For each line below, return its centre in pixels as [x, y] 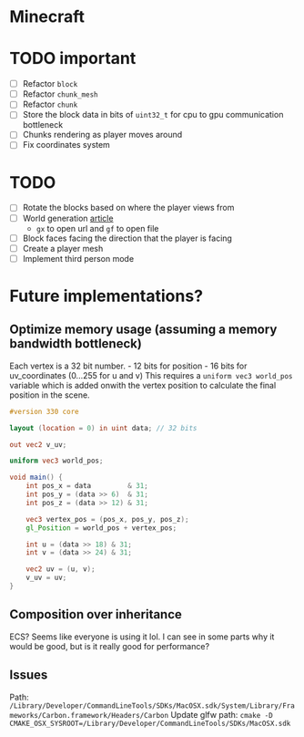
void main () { [36, 477]
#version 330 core [44, 411]
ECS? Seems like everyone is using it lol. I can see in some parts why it [142, 637]
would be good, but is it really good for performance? [110, 646]
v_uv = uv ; [46, 578]
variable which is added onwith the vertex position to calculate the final [143, 385]
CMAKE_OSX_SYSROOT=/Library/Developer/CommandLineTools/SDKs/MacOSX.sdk [150, 723]
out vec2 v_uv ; [38, 444]
